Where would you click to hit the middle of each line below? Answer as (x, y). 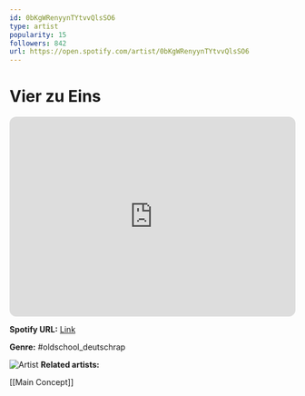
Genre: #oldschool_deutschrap (68, 347)
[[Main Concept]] (42, 382)
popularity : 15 (38, 35)
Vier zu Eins (55, 97)
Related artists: (70, 365)
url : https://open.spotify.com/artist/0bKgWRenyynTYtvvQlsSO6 (129, 52)
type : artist (34, 26)
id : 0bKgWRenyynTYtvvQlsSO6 (63, 18)
